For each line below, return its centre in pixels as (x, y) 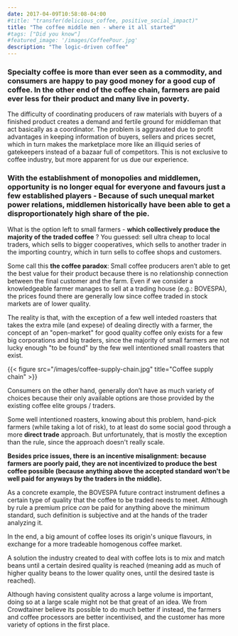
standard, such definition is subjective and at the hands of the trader (108, 515)
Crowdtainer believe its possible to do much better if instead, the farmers (114, 609)
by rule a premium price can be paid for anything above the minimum (109, 507)
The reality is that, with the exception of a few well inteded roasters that (112, 317)
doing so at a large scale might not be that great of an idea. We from (107, 602)
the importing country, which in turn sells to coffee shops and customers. (115, 252)
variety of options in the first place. (59, 625)
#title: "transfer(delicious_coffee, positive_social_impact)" (103, 21)
